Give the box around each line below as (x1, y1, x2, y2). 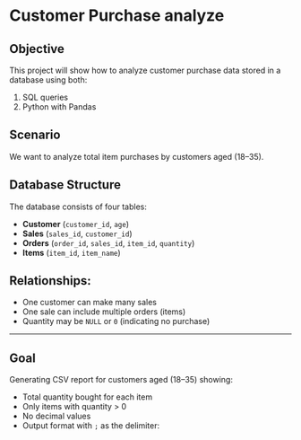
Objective (9, 41, 65, 57)
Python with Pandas (21, 101, 97, 112)
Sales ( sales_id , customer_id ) (21, 228, 133, 239)
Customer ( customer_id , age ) (21, 218, 130, 229)
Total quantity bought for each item (21, 392, 153, 402)
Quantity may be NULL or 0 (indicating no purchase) (21, 316, 211, 327)
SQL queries (21, 92, 69, 102)
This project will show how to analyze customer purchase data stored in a (9, 65, 281, 75)
